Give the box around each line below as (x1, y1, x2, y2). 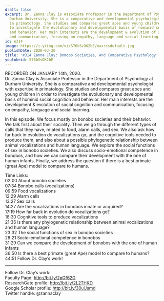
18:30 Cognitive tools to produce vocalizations (5, 214, 99, 220)
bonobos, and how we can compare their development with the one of (5, 152, 146, 159)
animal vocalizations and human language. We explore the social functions (5, 142, 155, 148)
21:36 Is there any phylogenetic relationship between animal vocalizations (5, 219, 154, 225)
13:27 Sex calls (5, 198, 35, 204)
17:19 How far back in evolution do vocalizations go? (5, 209, 110, 215)
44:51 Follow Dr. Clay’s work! (5, 256, 63, 261)
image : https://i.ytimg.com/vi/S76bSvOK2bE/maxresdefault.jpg (5, 43, 134, 48)
